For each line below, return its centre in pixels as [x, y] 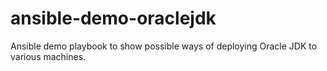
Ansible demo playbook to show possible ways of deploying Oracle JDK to [164, 46]
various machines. [48, 56]
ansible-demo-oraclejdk [113, 18]
